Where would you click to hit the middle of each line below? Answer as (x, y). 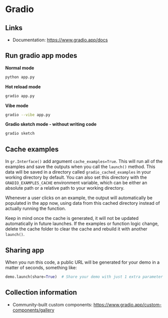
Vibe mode (17, 105)
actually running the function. (36, 209)
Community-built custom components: (52, 304)
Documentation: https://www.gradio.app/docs (60, 40)
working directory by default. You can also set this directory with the (76, 178)
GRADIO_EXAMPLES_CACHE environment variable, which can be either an (76, 183)
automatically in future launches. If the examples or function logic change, (82, 224)
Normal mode (20, 68)
